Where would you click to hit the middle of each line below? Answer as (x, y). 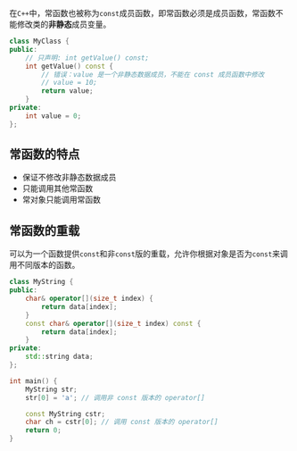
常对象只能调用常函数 (61, 200)
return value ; (67, 91)
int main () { (33, 381)
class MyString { (41, 282)
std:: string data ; (59, 357)
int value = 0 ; (54, 116)
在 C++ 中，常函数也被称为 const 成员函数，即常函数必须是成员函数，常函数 (143, 13)
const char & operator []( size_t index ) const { (113, 323)
